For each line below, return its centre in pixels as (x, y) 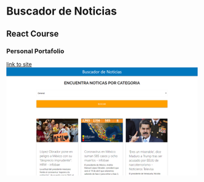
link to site (19, 64)
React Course (32, 34)
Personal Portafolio (36, 51)
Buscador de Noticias (62, 11)
